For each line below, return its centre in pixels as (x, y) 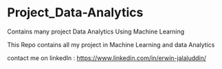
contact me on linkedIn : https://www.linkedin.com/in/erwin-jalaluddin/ (107, 58)
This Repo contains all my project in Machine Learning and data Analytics (111, 44)
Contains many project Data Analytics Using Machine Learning (96, 31)
